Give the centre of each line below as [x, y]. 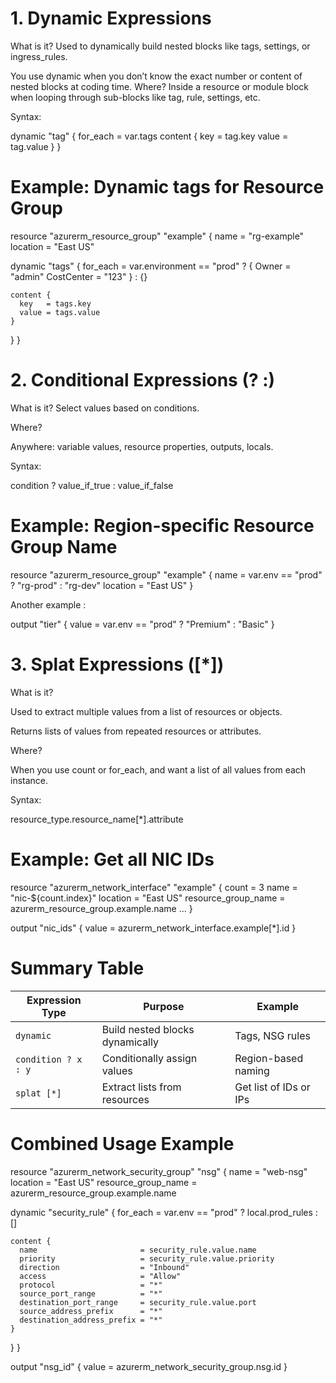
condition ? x [49, 1059]
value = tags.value [60, 312]
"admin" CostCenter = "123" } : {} [79, 276]
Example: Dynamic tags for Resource [167, 187]
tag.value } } [36, 146]
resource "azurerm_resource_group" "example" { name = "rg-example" [157, 236]
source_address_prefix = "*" [91, 1311]
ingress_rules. [39, 56]
